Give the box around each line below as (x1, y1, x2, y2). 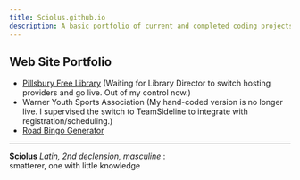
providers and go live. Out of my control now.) (21, 87, 192, 98)
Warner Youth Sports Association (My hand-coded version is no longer (21, 97, 284, 108)
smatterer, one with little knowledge (9, 160, 141, 171)
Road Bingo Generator (21, 126, 104, 136)
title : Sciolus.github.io (9, 12, 105, 22)
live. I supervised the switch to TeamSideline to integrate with (21, 106, 248, 117)
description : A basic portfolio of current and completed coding (9, 21, 257, 30)
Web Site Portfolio (9, 54, 112, 70)
